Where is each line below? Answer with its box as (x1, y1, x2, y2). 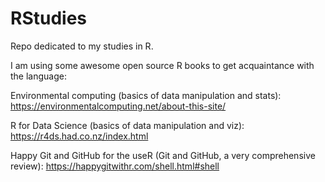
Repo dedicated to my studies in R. (10, 40, 154, 52)
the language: (10, 70, 67, 82)
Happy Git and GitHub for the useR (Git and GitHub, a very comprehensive (10, 149, 316, 161)
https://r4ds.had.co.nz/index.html (10, 130, 149, 142)
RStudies (10, 7, 88, 30)
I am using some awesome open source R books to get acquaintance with (10, 59, 315, 71)
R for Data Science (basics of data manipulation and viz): (10, 119, 245, 131)
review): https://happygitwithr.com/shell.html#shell (10, 160, 220, 172)
